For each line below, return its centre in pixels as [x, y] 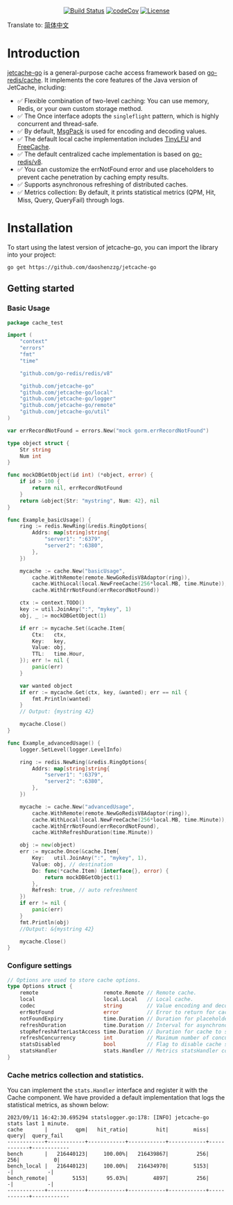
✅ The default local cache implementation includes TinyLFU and [109, 139]
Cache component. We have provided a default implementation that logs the [116, 1098]
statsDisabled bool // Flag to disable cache [121, 1044]
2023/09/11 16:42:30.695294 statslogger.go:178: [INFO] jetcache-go [108, 1118]
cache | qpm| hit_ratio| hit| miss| [108, 1130]
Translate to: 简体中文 [38, 25]
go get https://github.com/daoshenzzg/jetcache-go [82, 267]
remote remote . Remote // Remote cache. [108, 993]
